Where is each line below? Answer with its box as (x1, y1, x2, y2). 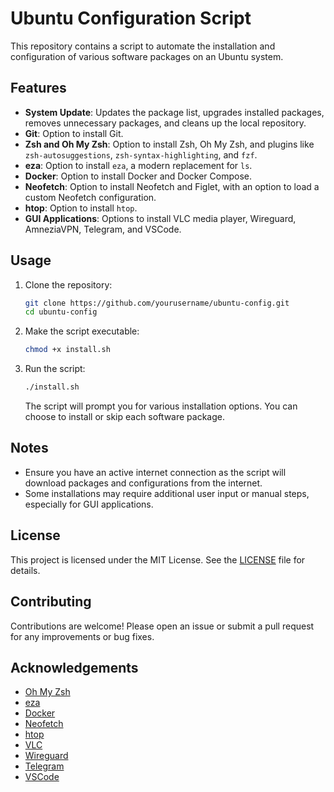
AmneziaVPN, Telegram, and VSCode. (24, 223, 182, 235)
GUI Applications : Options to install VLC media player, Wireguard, (24, 212, 297, 224)
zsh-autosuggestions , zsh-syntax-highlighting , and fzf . (24, 148, 258, 161)
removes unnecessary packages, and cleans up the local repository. (24, 117, 307, 129)
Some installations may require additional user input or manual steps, (24, 487, 310, 499)
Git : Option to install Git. (24, 127, 124, 139)
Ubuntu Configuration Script (10, 7, 252, 30)
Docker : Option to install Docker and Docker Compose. (24, 170, 253, 182)
